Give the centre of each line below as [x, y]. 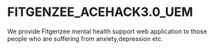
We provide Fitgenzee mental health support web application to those [107, 31]
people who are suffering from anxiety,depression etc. [85, 38]
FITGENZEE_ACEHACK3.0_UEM [100, 12]
